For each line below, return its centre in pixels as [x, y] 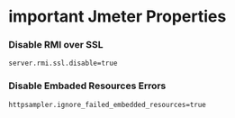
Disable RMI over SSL [56, 45]
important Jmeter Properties [117, 17]
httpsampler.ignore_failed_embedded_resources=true [107, 104]
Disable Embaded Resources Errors [87, 86]
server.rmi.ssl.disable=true [63, 64]
